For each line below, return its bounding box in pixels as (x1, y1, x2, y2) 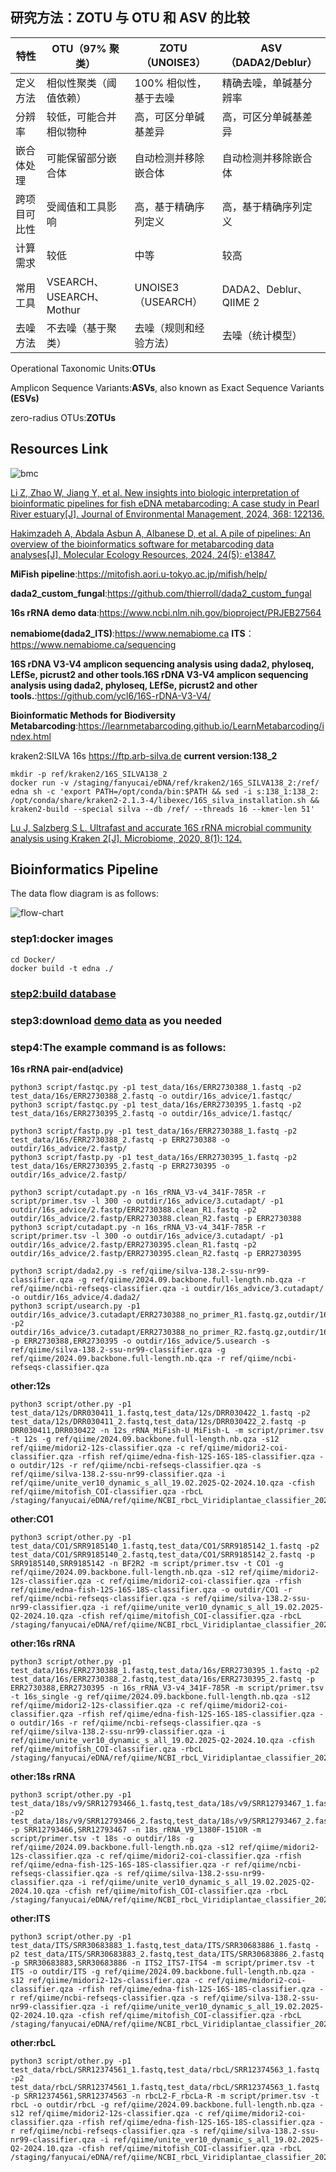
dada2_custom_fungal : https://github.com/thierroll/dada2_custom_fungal (10, 587, 312, 599)
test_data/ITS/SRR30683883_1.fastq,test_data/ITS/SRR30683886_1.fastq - (10, 1940, 320, 1950)
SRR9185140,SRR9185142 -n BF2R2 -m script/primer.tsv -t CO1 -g (10, 1558, 284, 1568)
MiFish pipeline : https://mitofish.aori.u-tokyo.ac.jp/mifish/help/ (10, 568, 268, 580)
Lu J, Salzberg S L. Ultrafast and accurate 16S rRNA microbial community (10, 821, 312, 833)
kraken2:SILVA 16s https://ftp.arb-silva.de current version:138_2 (10, 749, 278, 762)
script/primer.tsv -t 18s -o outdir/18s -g (10, 1833, 195, 1843)
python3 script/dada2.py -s (10, 1266, 128, 1276)
